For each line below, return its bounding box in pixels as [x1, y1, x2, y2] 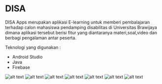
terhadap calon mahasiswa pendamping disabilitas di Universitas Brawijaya [5, 24, 157, 30]
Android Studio [12, 54, 43, 59]
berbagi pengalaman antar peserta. [5, 35, 77, 41]
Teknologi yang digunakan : [5, 44, 61, 50]
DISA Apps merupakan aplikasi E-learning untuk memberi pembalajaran [5, 19, 150, 25]
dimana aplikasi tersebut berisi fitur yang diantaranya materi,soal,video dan [5, 29, 157, 35]
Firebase [12, 64, 30, 70]
